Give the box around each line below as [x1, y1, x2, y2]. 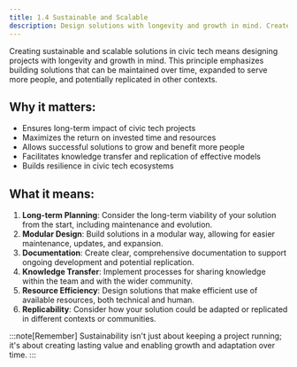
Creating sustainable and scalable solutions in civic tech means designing [9, 45, 278, 56]
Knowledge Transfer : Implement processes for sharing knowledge [21, 267, 267, 277]
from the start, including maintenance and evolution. [21, 219, 213, 230]
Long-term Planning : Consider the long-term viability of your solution [21, 210, 277, 221]
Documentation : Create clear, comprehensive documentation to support [21, 247, 287, 258]
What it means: [9, 186, 95, 201]
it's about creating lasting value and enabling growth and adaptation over [9, 340, 276, 351]
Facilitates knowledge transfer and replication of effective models [21, 152, 261, 162]
